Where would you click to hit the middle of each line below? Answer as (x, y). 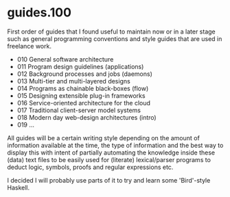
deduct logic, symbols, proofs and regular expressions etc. (90, 167)
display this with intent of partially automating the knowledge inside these (111, 153)
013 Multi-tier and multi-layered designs (73, 81)
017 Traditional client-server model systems (79, 110)
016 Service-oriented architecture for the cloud (84, 103)
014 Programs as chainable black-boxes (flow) (83, 88)
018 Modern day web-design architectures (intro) (87, 117)
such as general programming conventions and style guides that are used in (115, 38)
